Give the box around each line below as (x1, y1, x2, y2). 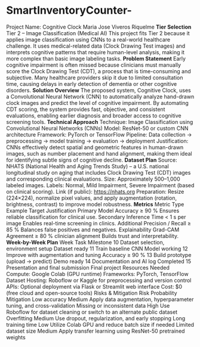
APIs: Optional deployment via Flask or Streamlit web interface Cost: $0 (6, 283, 183, 290)
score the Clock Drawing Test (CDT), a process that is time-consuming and (6, 67, 191, 75)
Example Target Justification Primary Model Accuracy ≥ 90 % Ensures (6, 207, 180, 214)
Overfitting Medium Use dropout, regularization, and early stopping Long (6, 314, 186, 322)
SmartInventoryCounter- (6, 4, 133, 17)
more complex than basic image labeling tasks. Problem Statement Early (6, 55, 186, 62)
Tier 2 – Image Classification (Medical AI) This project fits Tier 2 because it (6, 29, 190, 36)
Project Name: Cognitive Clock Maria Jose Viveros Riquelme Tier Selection (6, 23, 192, 30)
